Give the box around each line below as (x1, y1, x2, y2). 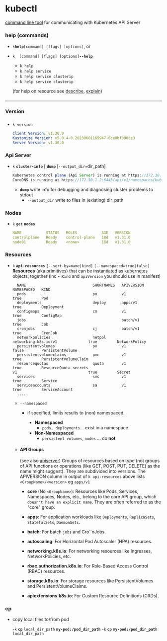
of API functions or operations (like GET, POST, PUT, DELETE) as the (19, 463, 161, 469)
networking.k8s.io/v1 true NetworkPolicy (12, 339, 147, 344)
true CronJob (12, 330, 57, 335)
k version (12, 122, 33, 127)
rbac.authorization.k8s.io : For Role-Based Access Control (27, 563, 148, 569)
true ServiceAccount (12, 387, 73, 392)
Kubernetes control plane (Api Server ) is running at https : (12, 172, 142, 178)
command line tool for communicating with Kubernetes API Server (5, 19, 141, 25)
